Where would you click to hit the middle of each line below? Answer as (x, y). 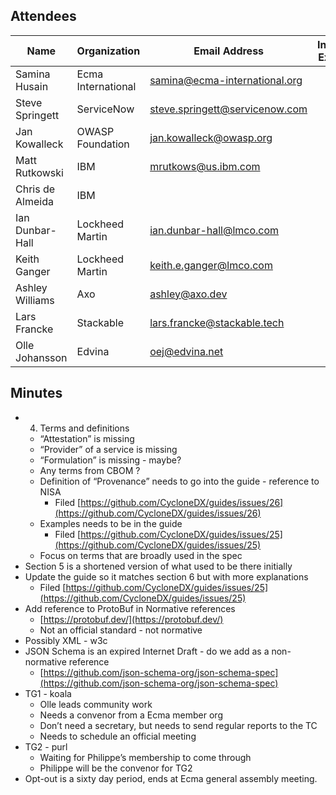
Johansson (41, 357)
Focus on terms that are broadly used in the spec (141, 555)
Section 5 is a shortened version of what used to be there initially (158, 566)
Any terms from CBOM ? (90, 470)
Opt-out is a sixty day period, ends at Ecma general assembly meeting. (171, 778)
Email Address (229, 51)
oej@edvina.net (186, 351)
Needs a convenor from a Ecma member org (131, 715)
